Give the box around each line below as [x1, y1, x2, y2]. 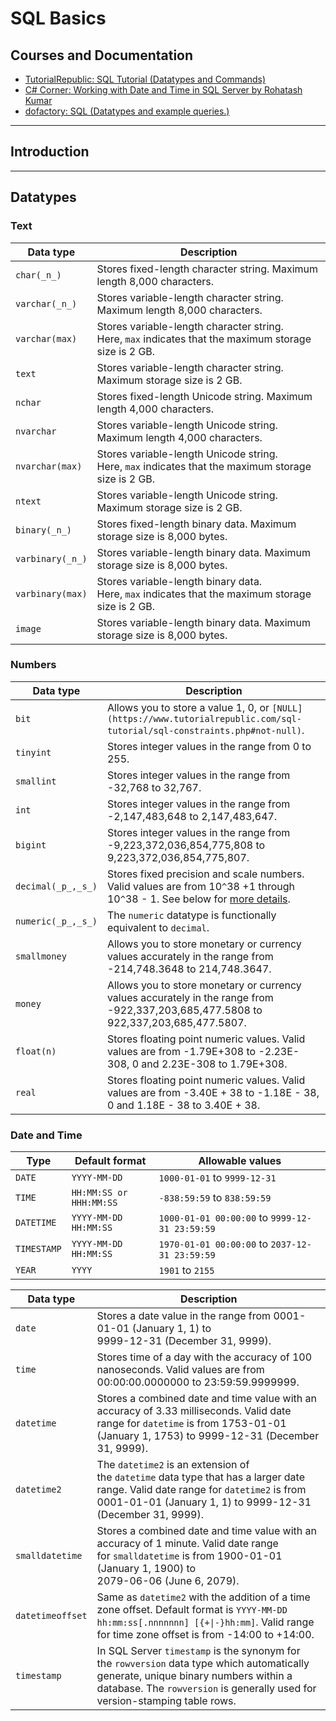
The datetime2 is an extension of [96, 1458, 250, 1472]
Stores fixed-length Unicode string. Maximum [96, 389, 313, 403]
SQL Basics [10, 7, 107, 30]
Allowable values [198, 1154, 282, 1168]
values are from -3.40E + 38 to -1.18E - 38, [106, 1085, 320, 1099]
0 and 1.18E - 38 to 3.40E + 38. [106, 1098, 261, 1112]
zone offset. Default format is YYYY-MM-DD [96, 1603, 288, 1617]
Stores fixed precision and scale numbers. [106, 867, 305, 881]
